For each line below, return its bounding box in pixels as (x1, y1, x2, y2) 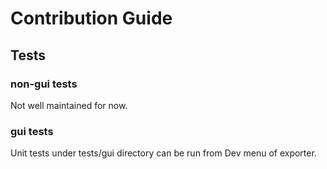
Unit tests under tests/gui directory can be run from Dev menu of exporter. (10, 147, 317, 159)
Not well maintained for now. (10, 99, 128, 111)
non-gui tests (10, 77, 78, 91)
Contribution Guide (10, 7, 173, 30)
